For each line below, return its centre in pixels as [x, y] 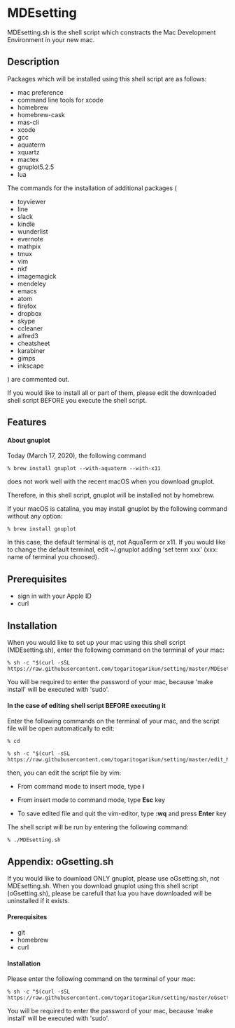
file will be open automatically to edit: [61, 728]
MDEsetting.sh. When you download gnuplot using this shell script [103, 886]
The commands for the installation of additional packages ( [92, 188]
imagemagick [37, 276]
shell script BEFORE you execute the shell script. [77, 400]
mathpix [29, 246]
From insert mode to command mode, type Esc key [91, 800]
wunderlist [33, 231]
